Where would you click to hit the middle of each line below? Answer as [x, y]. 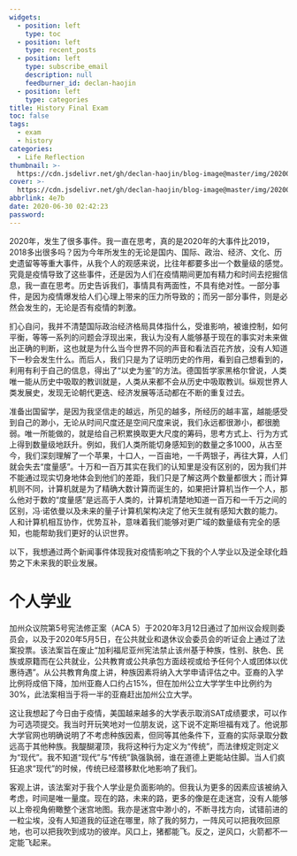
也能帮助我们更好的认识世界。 [79, 532]
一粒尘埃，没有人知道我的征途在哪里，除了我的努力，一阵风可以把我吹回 [141, 820]
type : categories [57, 99]
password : [27, 214]
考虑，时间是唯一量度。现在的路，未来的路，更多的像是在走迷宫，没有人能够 [148, 798]
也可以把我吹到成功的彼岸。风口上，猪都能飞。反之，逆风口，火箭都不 [152, 831]
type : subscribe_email [67, 67]
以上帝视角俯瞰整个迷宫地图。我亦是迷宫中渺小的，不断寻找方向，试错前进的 [148, 809]
